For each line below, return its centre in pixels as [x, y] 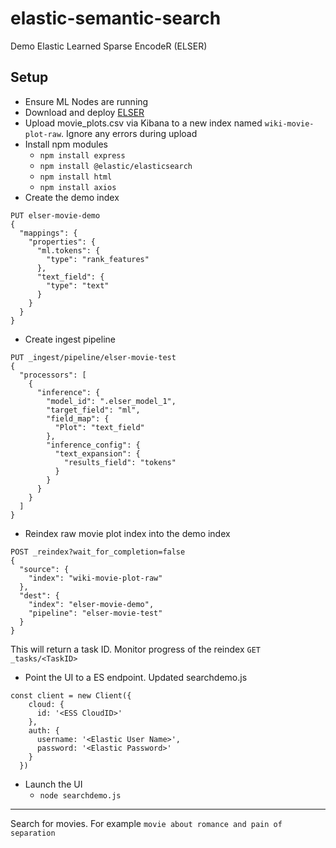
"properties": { [62, 242]
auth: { [44, 730]
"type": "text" [78, 285]
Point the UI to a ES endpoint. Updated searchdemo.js [136, 677]
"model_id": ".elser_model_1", [111, 401]
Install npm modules [66, 144]
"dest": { [39, 595]
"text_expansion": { [97, 453]
